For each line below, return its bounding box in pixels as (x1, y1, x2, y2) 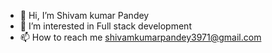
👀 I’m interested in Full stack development (19, 20, 192, 32)
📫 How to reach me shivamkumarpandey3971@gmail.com (19, 31, 262, 43)
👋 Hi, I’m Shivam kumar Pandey (19, 10, 150, 21)
